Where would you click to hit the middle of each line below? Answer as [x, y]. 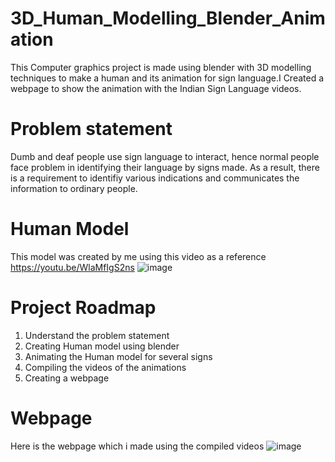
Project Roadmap [83, 308]
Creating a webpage [67, 378]
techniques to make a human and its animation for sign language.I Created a [167, 78]
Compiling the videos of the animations [105, 367]
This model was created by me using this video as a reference [138, 256]
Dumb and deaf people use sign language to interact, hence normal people [165, 156]
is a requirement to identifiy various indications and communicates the [155, 178]
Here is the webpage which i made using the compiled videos [137, 446]
